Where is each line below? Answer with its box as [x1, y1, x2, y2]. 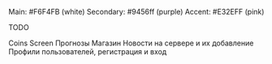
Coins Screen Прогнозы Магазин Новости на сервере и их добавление [8, 38, 254, 48]
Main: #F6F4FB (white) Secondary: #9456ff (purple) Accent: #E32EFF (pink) [8, 7, 265, 16]
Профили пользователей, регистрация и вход [8, 47, 167, 56]
